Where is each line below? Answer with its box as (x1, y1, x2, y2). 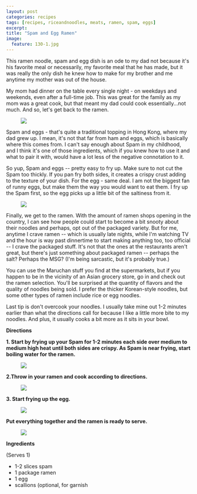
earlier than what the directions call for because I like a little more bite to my (6, 309, 189, 316)
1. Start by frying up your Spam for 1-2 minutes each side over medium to (6, 338, 188, 345)
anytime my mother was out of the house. (6, 76, 107, 83)
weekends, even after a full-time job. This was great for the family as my (6, 93, 181, 100)
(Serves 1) (6, 451, 30, 458)
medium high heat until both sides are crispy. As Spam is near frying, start (6, 344, 191, 352)
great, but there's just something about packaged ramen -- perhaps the (6, 249, 179, 256)
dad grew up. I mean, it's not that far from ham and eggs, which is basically (6, 134, 188, 141)
